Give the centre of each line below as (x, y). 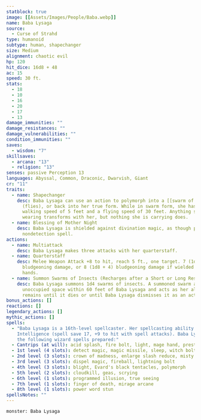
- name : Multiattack (37, 245)
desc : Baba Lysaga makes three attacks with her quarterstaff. (98, 251)
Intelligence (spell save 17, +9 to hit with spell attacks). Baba (103, 334)
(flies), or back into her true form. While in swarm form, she (104, 206)
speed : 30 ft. (24, 78)
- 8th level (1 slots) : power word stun (63, 390)
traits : (16, 189)
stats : (14, 84)
